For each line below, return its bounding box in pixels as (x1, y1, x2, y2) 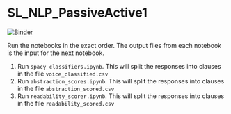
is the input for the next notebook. (7, 49, 104, 57)
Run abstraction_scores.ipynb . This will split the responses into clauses (17, 76, 225, 85)
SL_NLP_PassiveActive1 (7, 5, 148, 21)
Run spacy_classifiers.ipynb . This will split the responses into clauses (17, 62, 221, 70)
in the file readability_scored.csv (17, 99, 115, 107)
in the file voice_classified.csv (17, 70, 109, 78)
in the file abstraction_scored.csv (17, 84, 115, 92)
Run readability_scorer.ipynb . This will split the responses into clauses (17, 92, 225, 100)
